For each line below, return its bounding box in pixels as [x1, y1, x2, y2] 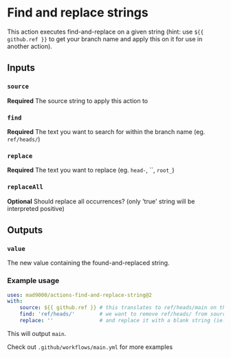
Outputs [7, 224, 43, 236]
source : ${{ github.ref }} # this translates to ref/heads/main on [19, 304, 217, 311]
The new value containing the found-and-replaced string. [7, 259, 170, 267]
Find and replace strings [7, 5, 149, 21]
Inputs [7, 62, 36, 74]
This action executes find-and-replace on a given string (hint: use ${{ [7, 27, 204, 36]
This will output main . [7, 329, 67, 337]
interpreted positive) [7, 204, 65, 212]
